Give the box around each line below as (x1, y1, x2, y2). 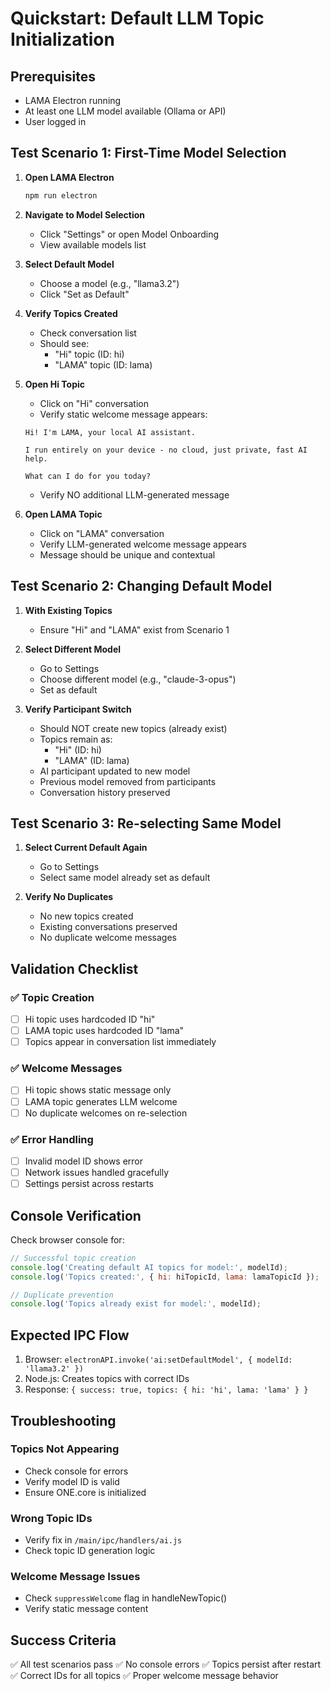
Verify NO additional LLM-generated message (39, 488, 230, 501)
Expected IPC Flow (10, 1327, 130, 1344)
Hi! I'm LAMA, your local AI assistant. (24, 427, 196, 437)
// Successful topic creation (10, 1253, 137, 1263)
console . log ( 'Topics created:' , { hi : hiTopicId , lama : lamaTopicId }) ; (10, 1272, 320, 1282)
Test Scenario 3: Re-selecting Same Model (10, 815, 282, 832)
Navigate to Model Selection (24, 208, 146, 221)
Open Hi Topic (24, 378, 86, 390)
